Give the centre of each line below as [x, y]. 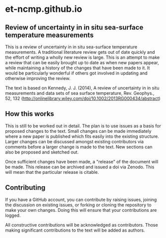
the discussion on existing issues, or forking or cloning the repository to [78, 205]
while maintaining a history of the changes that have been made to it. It [78, 68]
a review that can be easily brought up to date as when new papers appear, [82, 62]
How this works [30, 114]
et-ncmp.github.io [44, 9]
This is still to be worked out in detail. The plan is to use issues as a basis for [83, 126]
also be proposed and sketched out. [42, 152]
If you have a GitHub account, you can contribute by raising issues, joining [81, 199]
